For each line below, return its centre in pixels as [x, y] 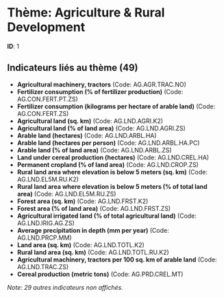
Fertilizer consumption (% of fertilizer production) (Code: [100, 91]
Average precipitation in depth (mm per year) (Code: [93, 230]
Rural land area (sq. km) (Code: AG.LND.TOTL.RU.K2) [93, 252]
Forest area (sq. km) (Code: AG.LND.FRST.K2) [83, 201]
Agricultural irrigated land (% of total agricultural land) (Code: [107, 216]
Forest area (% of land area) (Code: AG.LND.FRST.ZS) [94, 208]
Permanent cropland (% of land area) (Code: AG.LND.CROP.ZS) [108, 164]
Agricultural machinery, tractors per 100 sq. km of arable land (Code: [117, 260]
